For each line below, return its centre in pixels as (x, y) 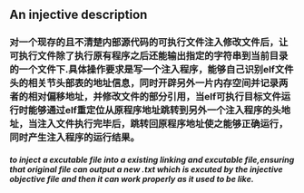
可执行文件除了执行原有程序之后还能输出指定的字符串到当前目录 (149, 56)
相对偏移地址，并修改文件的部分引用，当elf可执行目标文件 (154, 97)
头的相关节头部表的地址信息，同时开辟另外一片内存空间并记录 (144, 83)
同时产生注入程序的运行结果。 (75, 138)
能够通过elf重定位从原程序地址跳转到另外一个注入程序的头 (154, 111)
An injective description (78, 15)
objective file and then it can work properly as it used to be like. (132, 179)
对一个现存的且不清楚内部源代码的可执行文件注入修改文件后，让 (149, 43)
